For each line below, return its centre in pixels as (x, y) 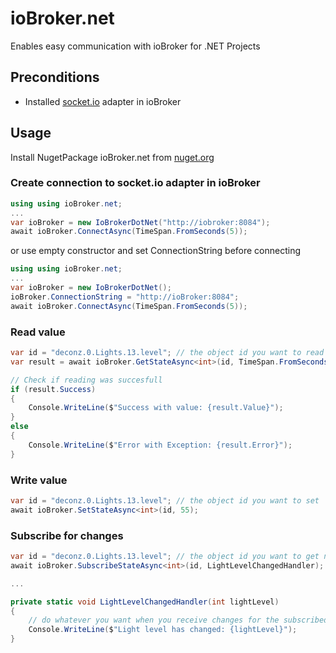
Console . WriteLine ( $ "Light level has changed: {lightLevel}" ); (163, 630)
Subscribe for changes (67, 535)
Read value (38, 332)
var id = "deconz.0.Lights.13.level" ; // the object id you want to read (167, 353)
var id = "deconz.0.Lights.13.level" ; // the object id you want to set (165, 500)
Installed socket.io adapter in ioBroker (103, 101)
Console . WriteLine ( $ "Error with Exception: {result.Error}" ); (160, 445)
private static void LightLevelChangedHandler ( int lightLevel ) (145, 602)
